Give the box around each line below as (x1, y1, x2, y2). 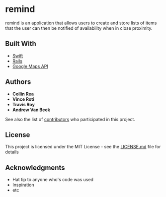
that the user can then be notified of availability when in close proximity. (5, 25, 153, 31)
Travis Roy (12, 101, 35, 107)
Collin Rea (12, 91, 34, 97)
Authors (5, 78, 31, 86)
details (5, 149, 19, 155)
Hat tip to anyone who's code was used (12, 177, 93, 183)
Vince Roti (12, 96, 35, 102)
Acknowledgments (5, 163, 66, 172)
